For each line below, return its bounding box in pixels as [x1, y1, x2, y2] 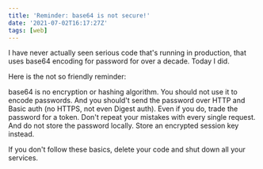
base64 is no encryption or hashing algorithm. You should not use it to [8, 87, 238, 97]
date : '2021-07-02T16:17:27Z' [8, 19, 109, 27]
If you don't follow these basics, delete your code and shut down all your [8, 144, 246, 155]
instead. [8, 129, 35, 139]
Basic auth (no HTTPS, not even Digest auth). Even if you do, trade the [8, 104, 238, 113]
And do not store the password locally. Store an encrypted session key [8, 121, 239, 131]
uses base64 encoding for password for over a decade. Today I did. [8, 56, 230, 66]
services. [8, 153, 38, 163]
